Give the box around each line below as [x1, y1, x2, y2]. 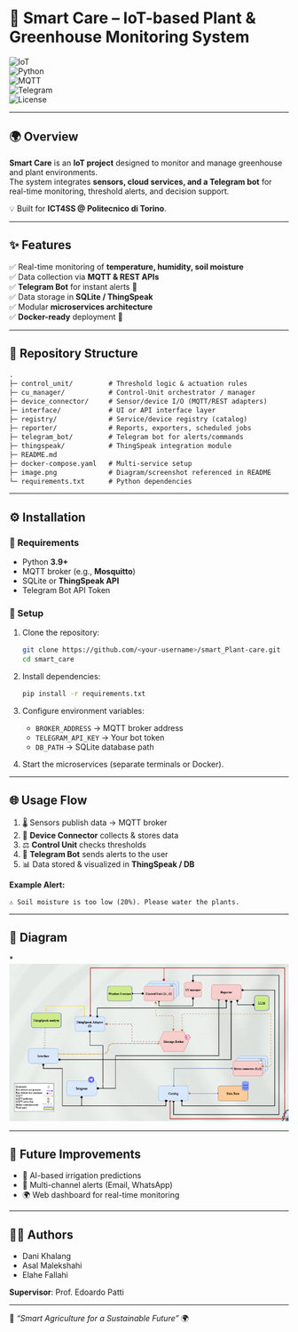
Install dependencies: [21, 671, 101, 682]
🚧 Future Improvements [9, 1146, 142, 1161]
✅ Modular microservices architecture [9, 301, 153, 312]
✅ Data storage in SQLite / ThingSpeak [9, 291, 153, 301]
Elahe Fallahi [21, 1270, 68, 1280]
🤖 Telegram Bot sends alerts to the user [21, 848, 169, 859]
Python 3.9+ [21, 557, 69, 567]
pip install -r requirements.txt [21, 689, 146, 699]
